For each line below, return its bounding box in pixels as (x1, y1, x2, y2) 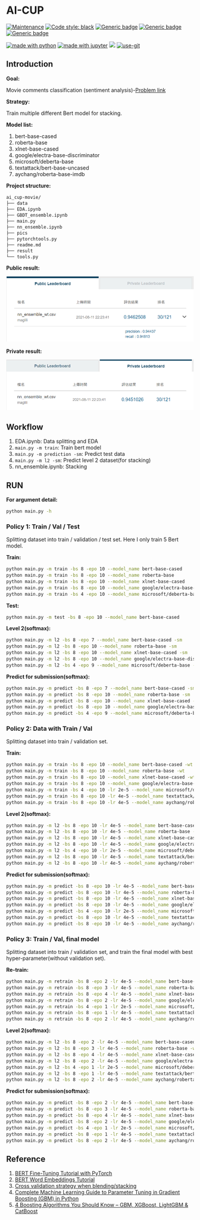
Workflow (6, 422, 43, 432)
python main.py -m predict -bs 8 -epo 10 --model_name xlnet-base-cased (6, 697, 190, 704)
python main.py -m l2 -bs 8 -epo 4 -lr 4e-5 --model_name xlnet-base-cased (6, 1052, 198, 1058)
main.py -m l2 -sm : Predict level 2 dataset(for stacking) (14, 456, 151, 464)
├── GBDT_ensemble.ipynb (6, 212, 68, 218)
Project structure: (6, 182, 51, 189)
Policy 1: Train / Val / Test (6, 522, 80, 530)
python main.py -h (6, 508, 52, 514)
